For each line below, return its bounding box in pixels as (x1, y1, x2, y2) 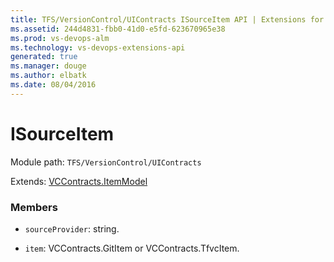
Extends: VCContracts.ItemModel (10, 175, 148, 187)
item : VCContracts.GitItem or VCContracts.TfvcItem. (24, 242, 240, 254)
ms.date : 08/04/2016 (10, 80, 97, 90)
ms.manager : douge (10, 61, 87, 71)
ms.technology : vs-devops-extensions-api (10, 42, 186, 53)
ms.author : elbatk (10, 71, 87, 81)
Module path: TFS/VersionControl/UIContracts (10, 156, 202, 168)
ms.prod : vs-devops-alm (10, 33, 110, 43)
